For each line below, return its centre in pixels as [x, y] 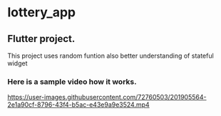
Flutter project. [41, 39]
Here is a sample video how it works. [72, 81]
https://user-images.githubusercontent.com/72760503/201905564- [107, 97]
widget [17, 63]
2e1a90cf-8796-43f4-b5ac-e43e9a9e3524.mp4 [78, 105]
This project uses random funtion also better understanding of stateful [110, 56]
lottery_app [42, 12]
